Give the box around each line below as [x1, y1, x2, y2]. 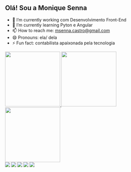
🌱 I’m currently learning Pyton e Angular [12, 22, 93, 28]
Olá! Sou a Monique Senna [5, 4, 87, 12]
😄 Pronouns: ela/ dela [12, 34, 57, 40]
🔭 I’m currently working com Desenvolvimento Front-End [12, 17, 127, 22]
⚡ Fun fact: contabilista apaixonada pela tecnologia [12, 40, 115, 46]
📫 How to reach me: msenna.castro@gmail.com [12, 27, 110, 33]
